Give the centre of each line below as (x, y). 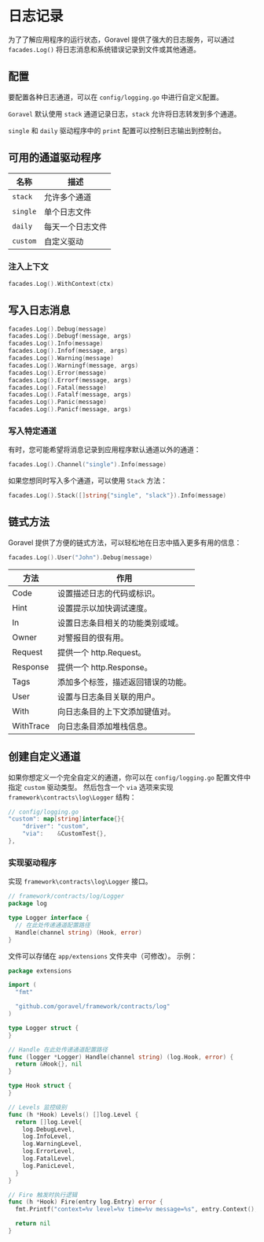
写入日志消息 (39, 311)
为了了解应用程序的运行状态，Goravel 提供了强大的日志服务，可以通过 (121, 39)
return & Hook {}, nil (49, 1064)
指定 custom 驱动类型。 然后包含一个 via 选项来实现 (91, 787)
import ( (22, 985)
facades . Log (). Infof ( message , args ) (68, 351)
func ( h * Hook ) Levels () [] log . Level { (73, 1114)
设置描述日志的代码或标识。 (109, 593)
